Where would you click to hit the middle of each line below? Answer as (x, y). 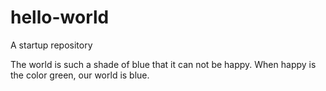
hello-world (60, 17)
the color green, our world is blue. (80, 75)
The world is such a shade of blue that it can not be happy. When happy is (163, 64)
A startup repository (51, 45)
